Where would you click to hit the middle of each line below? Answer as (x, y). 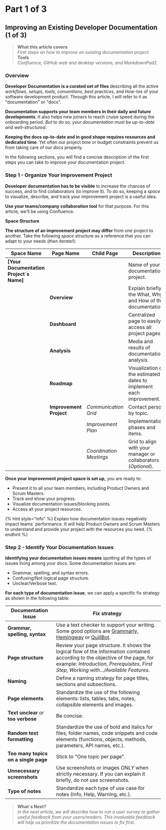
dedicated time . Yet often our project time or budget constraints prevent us (82, 142)
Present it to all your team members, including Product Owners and (81, 488)
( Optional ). (141, 466)
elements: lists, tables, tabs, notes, (96, 698)
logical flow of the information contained (103, 651)
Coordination (102, 451)
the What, (140, 294)
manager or (142, 454)
